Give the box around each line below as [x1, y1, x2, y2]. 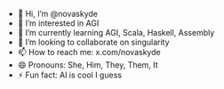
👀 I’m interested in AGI [17, 18, 100, 28]
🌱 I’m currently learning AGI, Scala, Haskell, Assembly [17, 28, 215, 37]
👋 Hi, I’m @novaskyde [17, 9, 98, 19]
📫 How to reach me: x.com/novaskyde [17, 47, 162, 57]
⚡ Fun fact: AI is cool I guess [17, 69, 123, 80]
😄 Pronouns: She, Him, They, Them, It [17, 60, 158, 70]
